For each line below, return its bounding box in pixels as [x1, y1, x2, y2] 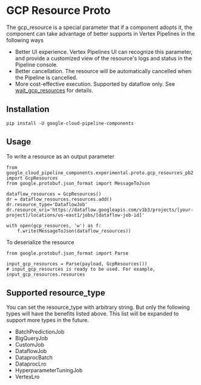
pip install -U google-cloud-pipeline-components [6, 120, 134, 126]
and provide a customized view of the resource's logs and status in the [15, 54, 193, 62]
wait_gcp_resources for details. [15, 86, 94, 94]
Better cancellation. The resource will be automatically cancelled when [15, 67, 192, 74]
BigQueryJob [15, 335, 48, 342]
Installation [6, 104, 50, 115]
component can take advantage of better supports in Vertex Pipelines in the [6, 30, 196, 37]
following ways [6, 36, 44, 44]
